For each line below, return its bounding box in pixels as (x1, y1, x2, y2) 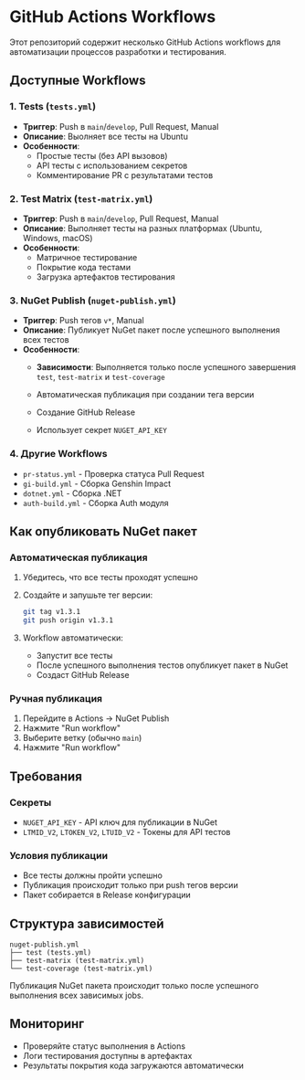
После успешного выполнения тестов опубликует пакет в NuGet (36, 660, 289, 671)
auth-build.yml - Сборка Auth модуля (22, 497, 169, 508)
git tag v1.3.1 (22, 608, 81, 617)
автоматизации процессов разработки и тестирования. (9, 46, 226, 57)
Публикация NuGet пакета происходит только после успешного (9, 980, 259, 991)
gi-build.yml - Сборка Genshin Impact (22, 478, 172, 489)
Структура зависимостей (9, 916, 164, 931)
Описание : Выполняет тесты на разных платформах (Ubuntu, (22, 222, 263, 234)
